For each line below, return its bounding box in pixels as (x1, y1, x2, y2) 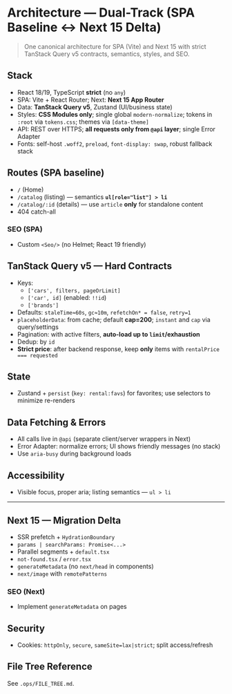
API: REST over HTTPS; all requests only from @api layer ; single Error (17, 124, 216, 133)
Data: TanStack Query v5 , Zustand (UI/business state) (17, 102, 173, 111)
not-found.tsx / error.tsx (17, 554, 92, 563)
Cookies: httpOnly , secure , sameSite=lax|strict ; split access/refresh (17, 641, 213, 649)
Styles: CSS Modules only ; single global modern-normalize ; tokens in (17, 110, 213, 118)
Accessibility (7, 469, 65, 481)
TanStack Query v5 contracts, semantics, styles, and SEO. (23, 50, 190, 58)
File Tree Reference (7, 661, 93, 673)
